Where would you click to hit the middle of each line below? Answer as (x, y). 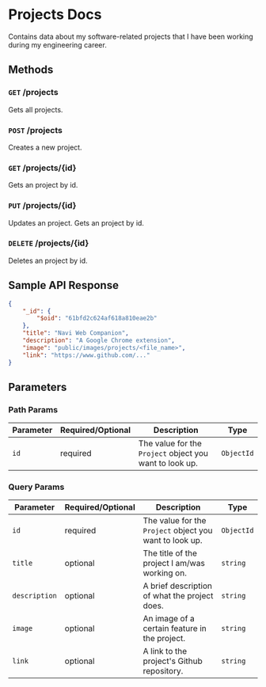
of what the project (178, 596)
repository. (163, 671)
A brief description (177, 586)
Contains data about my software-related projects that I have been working (131, 36)
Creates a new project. (45, 147)
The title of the (170, 553)
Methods (31, 70)
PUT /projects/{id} (42, 206)
